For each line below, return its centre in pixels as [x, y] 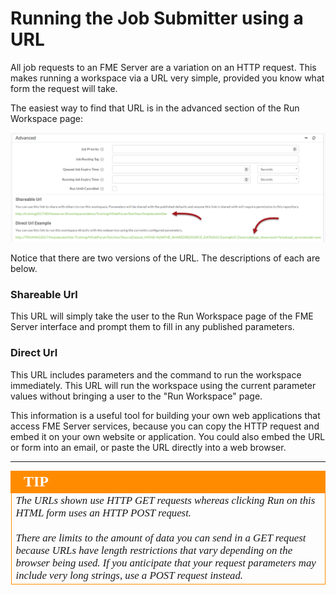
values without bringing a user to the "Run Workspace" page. [136, 396]
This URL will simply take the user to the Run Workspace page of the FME [162, 316]
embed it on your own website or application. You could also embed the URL [168, 436]
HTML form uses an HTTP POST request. [103, 512]
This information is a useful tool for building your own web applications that [165, 415]
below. [24, 269]
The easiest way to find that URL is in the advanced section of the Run [155, 108]
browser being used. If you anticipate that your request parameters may [166, 562]
